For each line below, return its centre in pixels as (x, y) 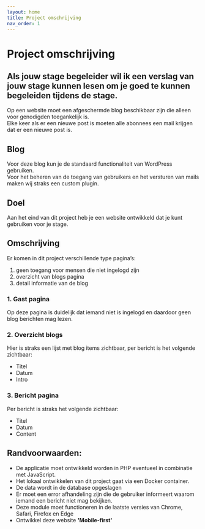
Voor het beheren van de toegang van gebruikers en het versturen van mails (103, 177)
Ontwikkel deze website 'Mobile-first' (64, 520)
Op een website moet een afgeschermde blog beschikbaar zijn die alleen (99, 110)
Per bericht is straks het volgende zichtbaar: (63, 409)
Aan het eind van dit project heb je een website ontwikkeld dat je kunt (95, 218)
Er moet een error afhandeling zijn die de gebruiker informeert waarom (105, 494)
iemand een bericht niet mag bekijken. (64, 500)
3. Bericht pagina (33, 395)
